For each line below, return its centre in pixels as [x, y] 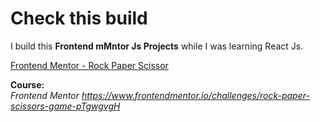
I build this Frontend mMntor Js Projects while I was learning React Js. [157, 46]
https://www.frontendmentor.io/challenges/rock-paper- [195, 95]
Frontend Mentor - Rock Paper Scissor [89, 65]
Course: [27, 84]
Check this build [79, 18]
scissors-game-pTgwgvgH [65, 106]
